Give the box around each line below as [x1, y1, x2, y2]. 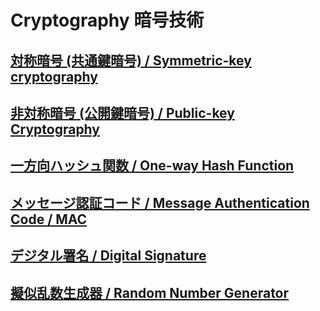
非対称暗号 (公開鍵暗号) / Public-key [10, 104, 235, 121]
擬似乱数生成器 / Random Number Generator [10, 284, 290, 301]
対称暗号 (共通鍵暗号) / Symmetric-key [10, 52, 252, 69]
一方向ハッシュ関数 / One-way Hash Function [10, 157, 295, 175]
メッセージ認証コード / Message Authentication [10, 194, 310, 211]
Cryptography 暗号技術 [10, 9, 205, 32]
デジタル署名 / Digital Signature [10, 247, 207, 265]
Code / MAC [10, 211, 88, 228]
